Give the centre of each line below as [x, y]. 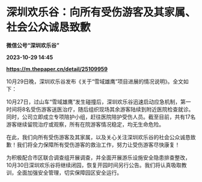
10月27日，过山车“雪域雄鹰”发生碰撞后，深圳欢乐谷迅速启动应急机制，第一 [99, 102]
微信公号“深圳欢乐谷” [33, 45]
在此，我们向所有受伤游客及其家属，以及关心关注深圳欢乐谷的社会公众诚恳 [98, 137]
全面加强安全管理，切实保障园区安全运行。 [69, 172]
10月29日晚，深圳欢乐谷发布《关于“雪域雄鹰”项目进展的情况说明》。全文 [95, 81]
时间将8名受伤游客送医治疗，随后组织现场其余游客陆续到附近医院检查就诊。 [100, 109]
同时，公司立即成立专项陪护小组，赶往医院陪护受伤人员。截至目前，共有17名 [101, 117]
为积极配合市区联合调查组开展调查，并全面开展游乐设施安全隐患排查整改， [98, 157]
